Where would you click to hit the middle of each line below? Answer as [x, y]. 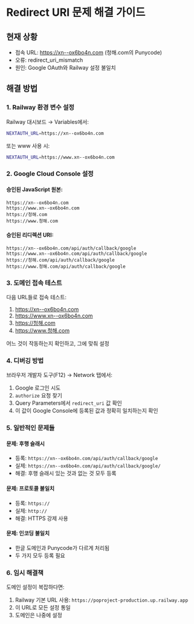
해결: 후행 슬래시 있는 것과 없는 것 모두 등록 [66, 473]
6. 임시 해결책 [25, 572]
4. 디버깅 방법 [25, 361]
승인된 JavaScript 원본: [35, 189]
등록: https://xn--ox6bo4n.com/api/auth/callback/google [86, 458]
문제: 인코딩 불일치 [28, 533]
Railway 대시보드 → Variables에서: [48, 121]
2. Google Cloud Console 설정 [50, 174]
